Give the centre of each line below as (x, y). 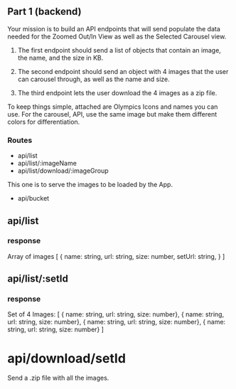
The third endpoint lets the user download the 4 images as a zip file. (117, 92)
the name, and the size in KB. (60, 58)
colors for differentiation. (44, 122)
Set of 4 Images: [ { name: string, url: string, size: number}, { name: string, (116, 314)
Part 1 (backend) (44, 12)
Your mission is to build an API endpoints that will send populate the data (114, 28)
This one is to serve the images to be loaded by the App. (90, 185)
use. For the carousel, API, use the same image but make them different (112, 114)
